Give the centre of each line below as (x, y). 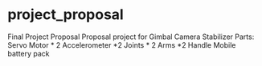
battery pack (29, 53)
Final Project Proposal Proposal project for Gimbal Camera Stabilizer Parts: (131, 37)
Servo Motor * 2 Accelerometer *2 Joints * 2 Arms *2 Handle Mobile (122, 45)
